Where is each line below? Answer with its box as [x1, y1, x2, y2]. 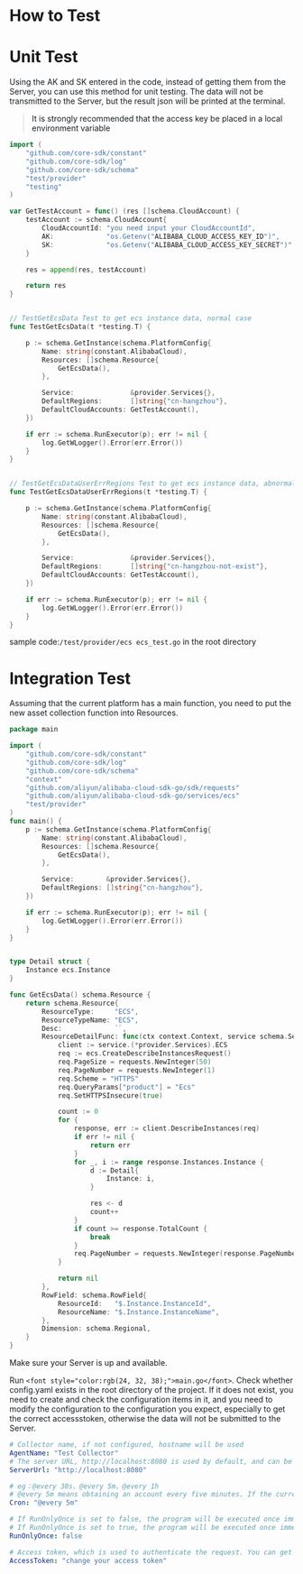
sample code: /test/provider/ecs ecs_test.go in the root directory [9, 637, 257, 648]
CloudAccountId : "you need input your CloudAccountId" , [41, 224, 256, 233]
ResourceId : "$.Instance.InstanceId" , [57, 1299, 212, 1308]
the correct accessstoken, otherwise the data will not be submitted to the [9, 1413, 281, 1424]
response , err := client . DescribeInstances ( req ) [73, 1124, 260, 1133]
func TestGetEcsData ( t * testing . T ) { [9, 322, 151, 331]
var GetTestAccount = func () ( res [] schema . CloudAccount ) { [9, 207, 241, 216]
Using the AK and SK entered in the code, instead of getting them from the [9, 77, 287, 87]
